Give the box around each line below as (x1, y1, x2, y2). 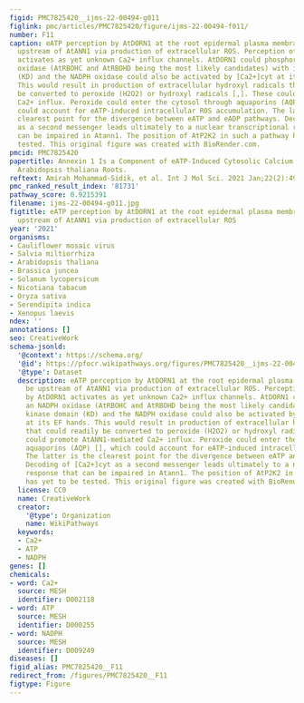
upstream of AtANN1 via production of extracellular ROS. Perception (17, 47, 285, 56)
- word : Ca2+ (9, 578, 59, 588)
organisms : (9, 232, 51, 241)
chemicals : (9, 570, 51, 579)
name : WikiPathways (25, 519, 100, 529)
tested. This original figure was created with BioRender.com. (17, 140, 261, 149)
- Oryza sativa (9, 291, 67, 300)
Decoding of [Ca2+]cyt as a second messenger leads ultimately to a (25, 460, 290, 470)
